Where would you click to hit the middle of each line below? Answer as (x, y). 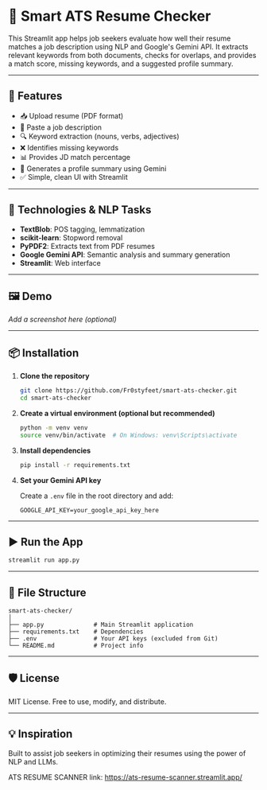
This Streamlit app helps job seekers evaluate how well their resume (120, 38)
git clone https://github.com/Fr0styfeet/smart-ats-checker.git (128, 391)
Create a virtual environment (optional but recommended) (118, 413)
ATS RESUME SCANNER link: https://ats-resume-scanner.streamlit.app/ (125, 777)
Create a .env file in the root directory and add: (97, 496)
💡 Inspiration (41, 734)
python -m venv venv (54, 428)
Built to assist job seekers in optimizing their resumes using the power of (127, 753)
